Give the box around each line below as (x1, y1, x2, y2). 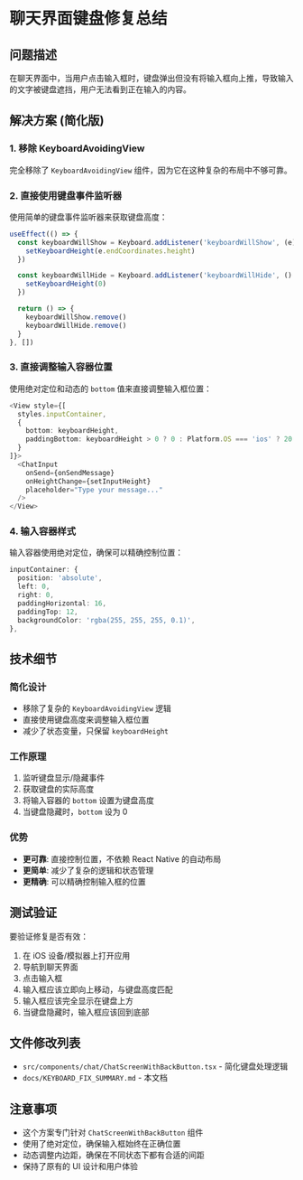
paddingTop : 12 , (17, 607, 78, 616)
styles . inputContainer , (17, 409, 106, 418)
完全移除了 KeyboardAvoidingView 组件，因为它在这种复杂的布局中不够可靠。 (9, 164, 293, 175)
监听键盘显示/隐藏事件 (22, 773, 106, 783)
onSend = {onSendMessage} (25, 468, 115, 477)
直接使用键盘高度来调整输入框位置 (22, 715, 150, 726)
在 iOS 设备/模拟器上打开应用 (22, 950, 131, 960)
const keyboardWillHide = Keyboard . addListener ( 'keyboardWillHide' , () (17, 271, 293, 280)
